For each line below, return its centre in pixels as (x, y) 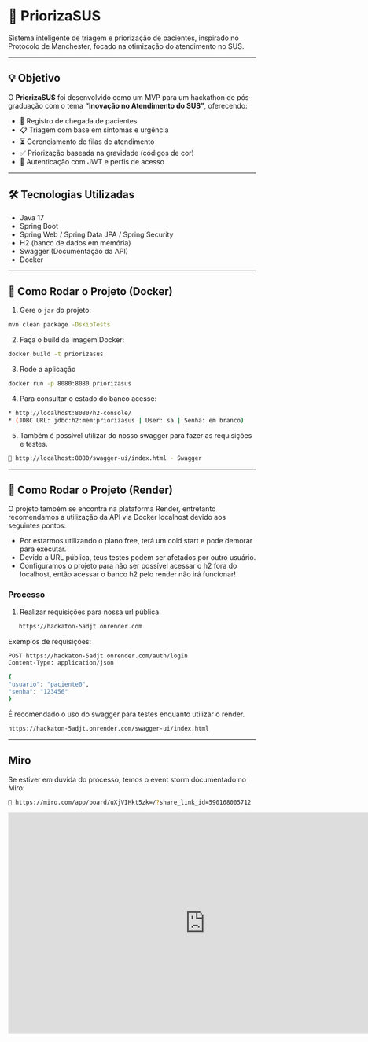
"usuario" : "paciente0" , (49, 685)
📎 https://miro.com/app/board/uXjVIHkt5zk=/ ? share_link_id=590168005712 (130, 802)
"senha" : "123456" (38, 692)
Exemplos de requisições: (50, 641)
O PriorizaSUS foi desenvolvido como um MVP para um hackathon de (122, 97)
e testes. (33, 444)
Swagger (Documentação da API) (74, 251)
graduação (26, 105)
